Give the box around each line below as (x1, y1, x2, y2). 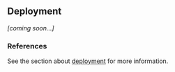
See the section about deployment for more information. (7, 57, 169, 65)
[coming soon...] (7, 24, 54, 32)
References (7, 41, 47, 51)
